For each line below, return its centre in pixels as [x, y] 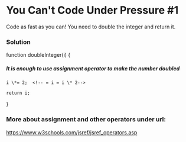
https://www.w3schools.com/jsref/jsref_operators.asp [72, 132]
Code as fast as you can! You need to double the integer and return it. [91, 27]
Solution [19, 42]
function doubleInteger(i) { [38, 55]
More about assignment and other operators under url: [86, 120]
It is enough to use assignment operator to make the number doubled [93, 68]
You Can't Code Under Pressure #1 [92, 10]
